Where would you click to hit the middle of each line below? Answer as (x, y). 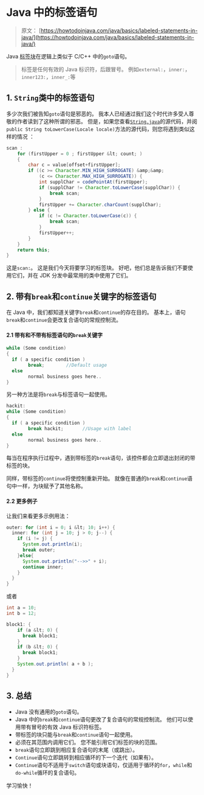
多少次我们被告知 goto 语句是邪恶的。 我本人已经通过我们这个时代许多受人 (98, 114)
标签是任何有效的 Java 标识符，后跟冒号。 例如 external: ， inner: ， (106, 69)
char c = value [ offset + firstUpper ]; (74, 165)
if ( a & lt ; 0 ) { (38, 630)
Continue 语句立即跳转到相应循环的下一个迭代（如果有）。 (86, 757)
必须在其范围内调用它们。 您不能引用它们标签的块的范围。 (88, 742)
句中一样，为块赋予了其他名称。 (46, 486)
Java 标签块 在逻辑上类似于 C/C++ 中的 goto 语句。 (68, 56)
